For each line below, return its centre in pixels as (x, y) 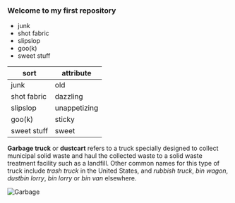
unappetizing (77, 108)
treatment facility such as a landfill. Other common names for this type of (114, 164)
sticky (65, 120)
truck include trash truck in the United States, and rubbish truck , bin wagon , (118, 171)
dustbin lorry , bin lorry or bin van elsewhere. (72, 178)
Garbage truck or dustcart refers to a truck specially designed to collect (113, 148)
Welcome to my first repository (62, 11)
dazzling (69, 97)
